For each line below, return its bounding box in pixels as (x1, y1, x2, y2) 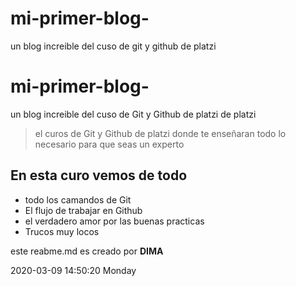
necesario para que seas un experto (34, 138, 185, 150)
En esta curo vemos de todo (10, 167, 188, 184)
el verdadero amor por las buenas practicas (24, 215, 205, 227)
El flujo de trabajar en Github (24, 204, 143, 216)
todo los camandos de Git (24, 193, 132, 206)
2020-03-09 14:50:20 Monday (10, 264, 137, 276)
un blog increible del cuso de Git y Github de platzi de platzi (10, 108, 257, 120)
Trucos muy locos (24, 225, 100, 237)
